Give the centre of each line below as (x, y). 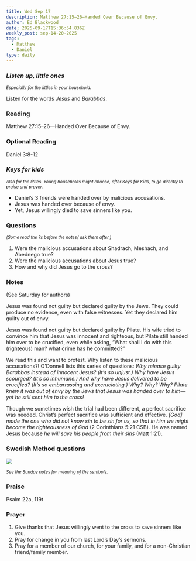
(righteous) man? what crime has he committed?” (66, 348)
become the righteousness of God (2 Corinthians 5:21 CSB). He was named (97, 427)
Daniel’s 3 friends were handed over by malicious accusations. (90, 197)
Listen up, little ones (35, 76)
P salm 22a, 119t (25, 499)
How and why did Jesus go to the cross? (63, 267)
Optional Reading (31, 142)
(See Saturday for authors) (38, 295)
